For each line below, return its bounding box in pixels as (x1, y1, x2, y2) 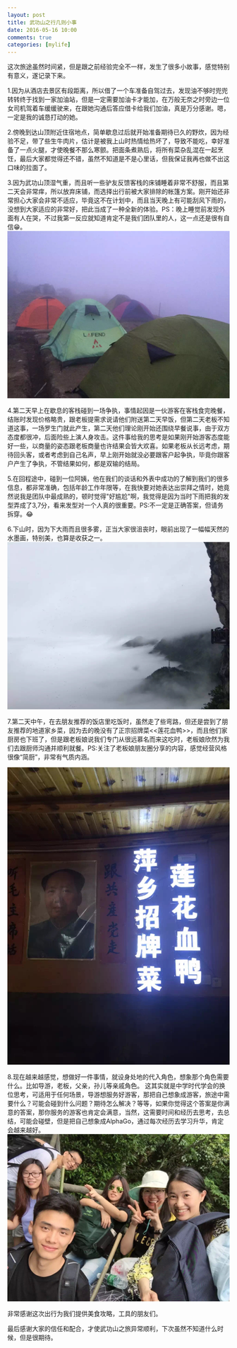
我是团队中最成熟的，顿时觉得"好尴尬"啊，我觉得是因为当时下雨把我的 (19, 492, 224, 501)
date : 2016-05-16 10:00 (7, 26, 78, 33)
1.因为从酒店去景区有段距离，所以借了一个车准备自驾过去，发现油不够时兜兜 (7, 86, 228, 95)
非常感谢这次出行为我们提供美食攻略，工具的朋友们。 (7, 1310, 162, 1318)
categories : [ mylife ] (7, 41, 71, 49)
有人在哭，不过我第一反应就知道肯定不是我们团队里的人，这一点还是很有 (13, 214, 224, 222)
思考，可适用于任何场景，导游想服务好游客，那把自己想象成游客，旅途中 (13, 1090, 224, 1099)
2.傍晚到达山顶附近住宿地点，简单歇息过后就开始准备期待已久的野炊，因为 (7, 128, 224, 137)
